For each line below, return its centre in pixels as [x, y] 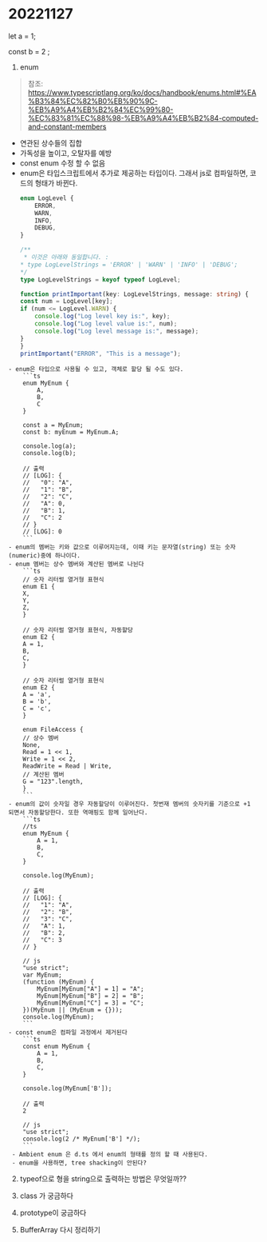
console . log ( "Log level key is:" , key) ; [102, 317]
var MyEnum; [42, 975]
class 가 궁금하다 [47, 1196]
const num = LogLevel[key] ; [66, 302]
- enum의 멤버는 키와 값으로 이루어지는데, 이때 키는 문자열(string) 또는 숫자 [122, 547]
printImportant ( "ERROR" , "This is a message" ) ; [100, 353]
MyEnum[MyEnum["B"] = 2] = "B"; [91, 996]
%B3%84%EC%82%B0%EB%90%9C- [92, 101]
